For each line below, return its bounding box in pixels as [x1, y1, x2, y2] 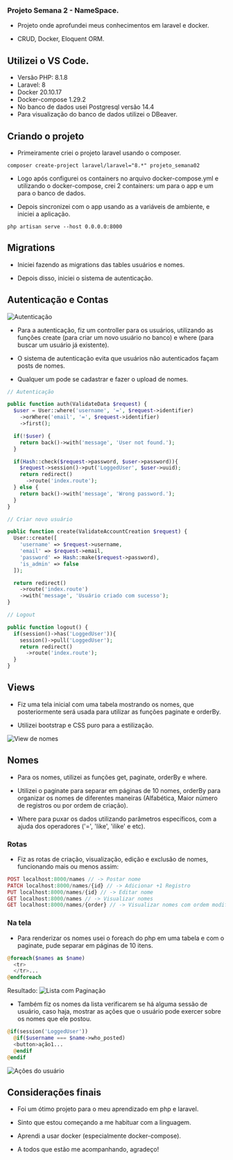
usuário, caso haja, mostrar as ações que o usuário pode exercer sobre [17, 1007, 221, 1016]
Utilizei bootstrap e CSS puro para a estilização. [17, 721, 154, 729]
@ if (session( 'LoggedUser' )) [7, 1028, 89, 1035]
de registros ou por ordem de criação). [17, 801, 128, 810]
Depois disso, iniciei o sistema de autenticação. [17, 273, 154, 282]
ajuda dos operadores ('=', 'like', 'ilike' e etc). [17, 821, 146, 830]
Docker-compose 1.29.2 [17, 96, 87, 104]
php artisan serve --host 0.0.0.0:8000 [7, 223, 123, 230]
